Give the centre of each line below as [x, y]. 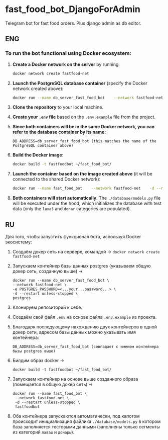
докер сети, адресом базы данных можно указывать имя [74, 332]
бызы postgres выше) [34, 351]
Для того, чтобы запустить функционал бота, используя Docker [73, 236]
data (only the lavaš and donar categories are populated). [72, 209]
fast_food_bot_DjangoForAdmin [73, 9]
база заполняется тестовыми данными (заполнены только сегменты [86, 426]
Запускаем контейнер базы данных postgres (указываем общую [81, 266]
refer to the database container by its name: [59, 132]
